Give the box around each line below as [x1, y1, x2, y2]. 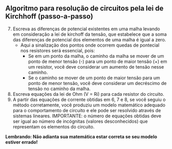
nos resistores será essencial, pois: [20, 47, 95, 53]
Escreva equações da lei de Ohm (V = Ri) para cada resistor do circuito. [12, 91, 164, 97]
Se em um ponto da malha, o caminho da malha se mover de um [28, 53, 164, 59]
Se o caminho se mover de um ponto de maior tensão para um [28, 74, 160, 81]
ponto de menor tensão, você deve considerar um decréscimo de [28, 80, 167, 86]
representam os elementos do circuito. [12, 123, 95, 130]
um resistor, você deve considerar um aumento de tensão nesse [28, 63, 164, 70]
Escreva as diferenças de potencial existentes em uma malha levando [12, 26, 160, 32]
